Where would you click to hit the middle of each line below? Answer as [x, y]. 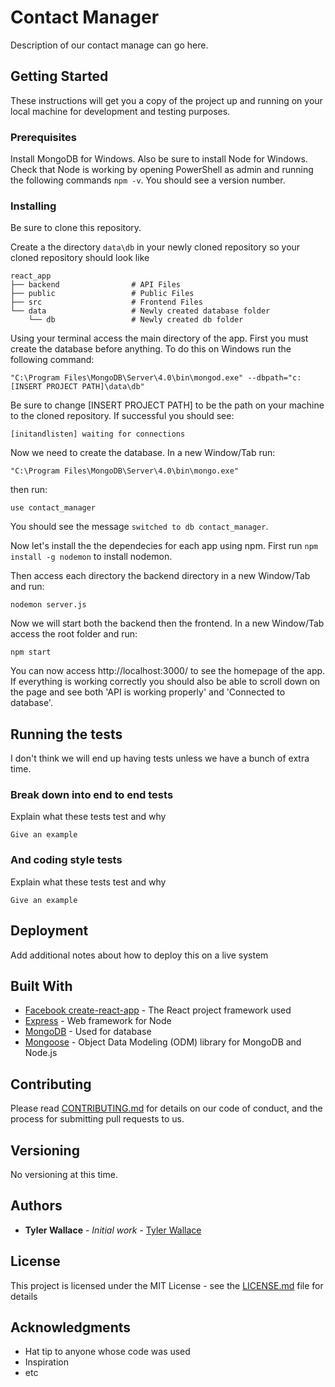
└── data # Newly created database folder [140, 311]
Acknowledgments [71, 1327]
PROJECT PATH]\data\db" [95, 387]
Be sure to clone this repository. [76, 228]
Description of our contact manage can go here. [109, 45]
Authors [36, 1206]
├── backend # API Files [96, 285]
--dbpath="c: [274, 378]
